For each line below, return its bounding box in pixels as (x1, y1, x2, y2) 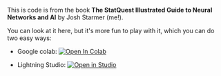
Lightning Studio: (17, 61, 66, 68)
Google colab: (17, 48, 57, 55)
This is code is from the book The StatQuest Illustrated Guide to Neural (7, 6, 213, 14)
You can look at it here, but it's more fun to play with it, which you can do (7, 27, 215, 35)
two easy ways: (7, 34, 52, 42)
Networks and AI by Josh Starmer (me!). (7, 13, 124, 21)
